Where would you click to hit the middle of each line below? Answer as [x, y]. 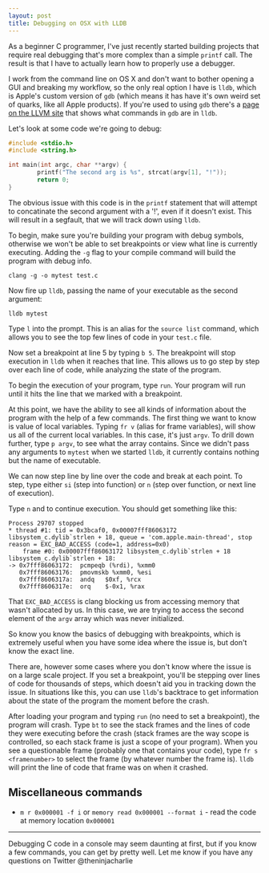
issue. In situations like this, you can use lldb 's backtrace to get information [133, 692]
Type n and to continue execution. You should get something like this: [123, 508]
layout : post [30, 16]
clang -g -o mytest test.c [53, 275]
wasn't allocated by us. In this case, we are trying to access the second [126, 610]
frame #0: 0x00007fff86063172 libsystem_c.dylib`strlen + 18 [126, 551]
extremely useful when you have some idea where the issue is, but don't [128, 642]
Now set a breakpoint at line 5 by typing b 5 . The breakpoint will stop [122, 352]
